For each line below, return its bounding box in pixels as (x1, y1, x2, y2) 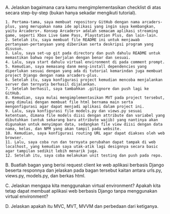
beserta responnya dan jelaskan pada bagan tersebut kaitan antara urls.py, (5, 167, 162, 173)
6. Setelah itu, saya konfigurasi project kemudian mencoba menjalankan (5, 77, 163, 82)
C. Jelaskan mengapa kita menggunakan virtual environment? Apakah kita (5, 182, 161, 189)
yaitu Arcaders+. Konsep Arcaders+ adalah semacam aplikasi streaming (5, 28, 158, 34)
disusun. (5, 46, 24, 51)
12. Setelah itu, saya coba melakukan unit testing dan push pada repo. (5, 153, 163, 158)
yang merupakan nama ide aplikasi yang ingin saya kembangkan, (18, 24, 156, 29)
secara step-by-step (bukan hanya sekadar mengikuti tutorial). (5, 10, 136, 16)
